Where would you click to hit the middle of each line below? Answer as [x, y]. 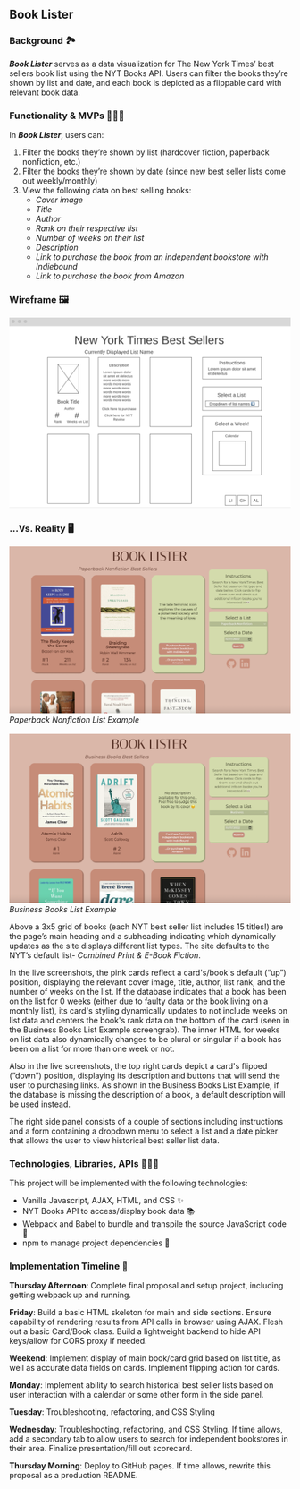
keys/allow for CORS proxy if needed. [78, 1341]
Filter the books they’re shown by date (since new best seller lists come [154, 171]
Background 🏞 [42, 41]
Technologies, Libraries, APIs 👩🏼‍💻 [84, 1163]
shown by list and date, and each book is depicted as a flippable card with [146, 82]
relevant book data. [45, 92]
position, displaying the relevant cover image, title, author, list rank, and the [147, 982]
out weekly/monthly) [60, 180]
